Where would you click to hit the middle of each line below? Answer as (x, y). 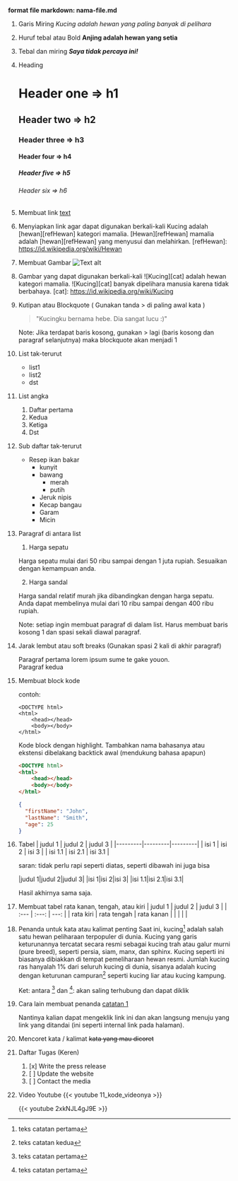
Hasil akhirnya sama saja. (55, 893)
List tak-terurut (40, 354)
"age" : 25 (39, 824)
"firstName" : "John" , (57, 811)
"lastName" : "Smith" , (57, 818)
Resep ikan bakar (54, 460)
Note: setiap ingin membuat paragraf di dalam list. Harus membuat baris (123, 624)
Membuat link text (44, 212)
